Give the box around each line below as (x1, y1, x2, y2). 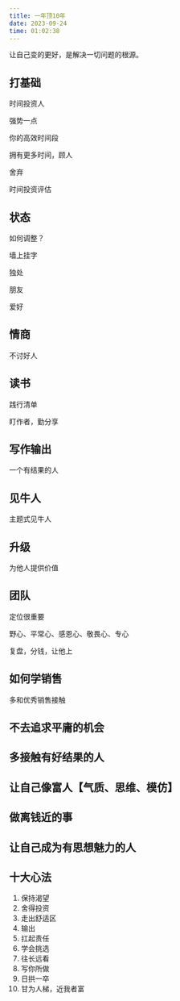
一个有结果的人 (9, 465, 59, 475)
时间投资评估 (9, 185, 51, 194)
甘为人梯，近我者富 (20, 984, 85, 994)
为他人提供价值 (9, 563, 59, 573)
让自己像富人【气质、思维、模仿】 (9, 780, 178, 795)
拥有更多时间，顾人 (9, 150, 73, 160)
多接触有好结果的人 (9, 751, 104, 765)
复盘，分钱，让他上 (9, 646, 73, 656)
